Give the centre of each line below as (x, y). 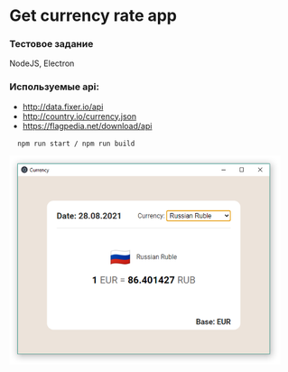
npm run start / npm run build (76, 144)
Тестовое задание (51, 44)
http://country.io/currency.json (79, 116)
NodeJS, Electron (42, 63)
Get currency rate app (93, 16)
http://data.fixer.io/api (63, 107)
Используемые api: (55, 87)
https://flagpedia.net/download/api (87, 126)
